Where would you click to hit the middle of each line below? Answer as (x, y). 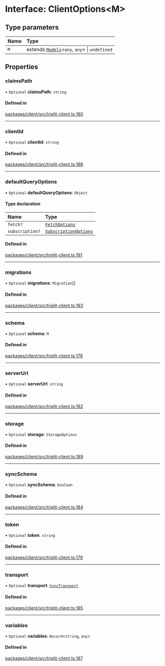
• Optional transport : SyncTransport (42, 586)
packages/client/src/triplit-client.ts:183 (44, 305)
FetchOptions (60, 224)
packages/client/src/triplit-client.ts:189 (44, 457)
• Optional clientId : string (32, 142)
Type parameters (32, 27)
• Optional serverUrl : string (34, 384)
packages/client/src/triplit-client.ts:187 (44, 658)
